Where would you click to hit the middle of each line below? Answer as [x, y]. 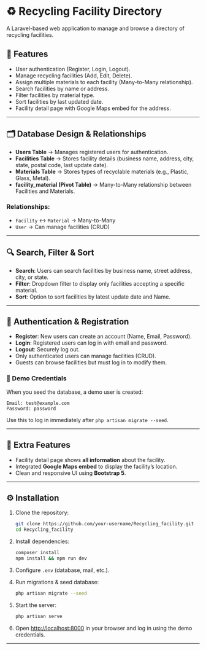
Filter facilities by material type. [55, 95]
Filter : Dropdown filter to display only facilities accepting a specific [100, 283]
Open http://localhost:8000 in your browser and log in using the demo [104, 628]
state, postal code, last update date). [62, 165]
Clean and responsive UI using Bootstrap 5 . [71, 473]
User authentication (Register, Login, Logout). [73, 69]
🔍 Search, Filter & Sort [50, 253]
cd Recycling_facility [44, 530]
